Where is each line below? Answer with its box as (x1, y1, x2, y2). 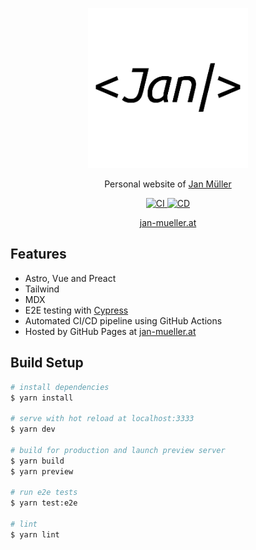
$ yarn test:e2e (10, 498, 78, 508)
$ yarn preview (10, 466, 74, 477)
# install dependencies (10, 382, 110, 392)
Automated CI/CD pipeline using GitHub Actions (24, 314, 223, 327)
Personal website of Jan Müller (104, 178, 232, 190)
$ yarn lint (10, 529, 60, 540)
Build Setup (10, 354, 84, 372)
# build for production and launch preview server (10, 445, 226, 455)
